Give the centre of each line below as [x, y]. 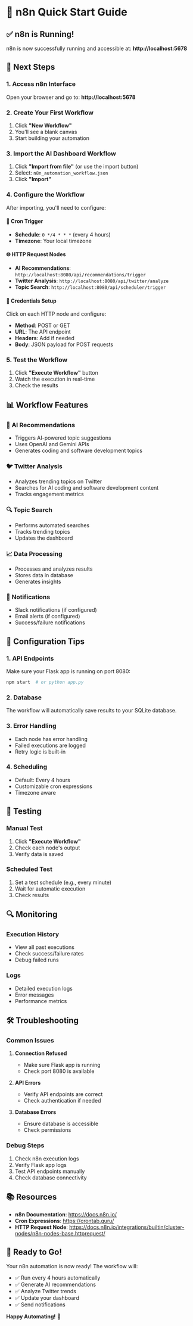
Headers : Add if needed [44, 338]
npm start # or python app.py [45, 682]
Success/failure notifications [50, 622]
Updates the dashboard [44, 538]
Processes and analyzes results [54, 569]
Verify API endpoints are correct [63, 1094]
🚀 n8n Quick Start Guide [67, 12]
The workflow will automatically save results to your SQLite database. [91, 711]
